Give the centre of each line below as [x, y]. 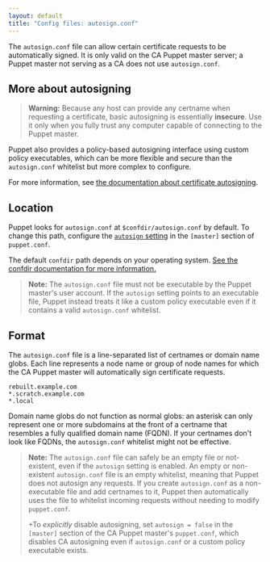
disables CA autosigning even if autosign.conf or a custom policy [137, 541]
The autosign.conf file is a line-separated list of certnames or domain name [134, 354]
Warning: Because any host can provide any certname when [129, 108]
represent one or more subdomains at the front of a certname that [118, 424]
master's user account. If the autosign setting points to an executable [143, 293]
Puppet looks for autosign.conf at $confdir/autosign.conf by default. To [129, 228]
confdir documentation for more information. [82, 269]
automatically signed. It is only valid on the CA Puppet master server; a [126, 55]
